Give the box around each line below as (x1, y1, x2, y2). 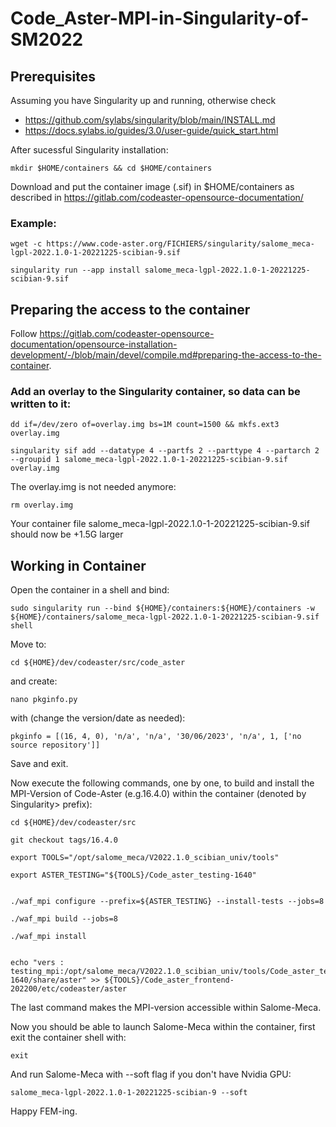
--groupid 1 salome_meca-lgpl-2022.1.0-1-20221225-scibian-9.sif (10, 455, 288, 465)
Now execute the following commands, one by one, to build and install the (10, 777, 315, 789)
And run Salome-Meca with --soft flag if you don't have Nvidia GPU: (10, 1068, 292, 1081)
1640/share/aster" (10, 975, 87, 986)
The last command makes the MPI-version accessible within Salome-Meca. (10, 1002, 322, 1014)
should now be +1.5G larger (10, 528, 124, 541)
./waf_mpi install (10, 932, 87, 942)
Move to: (10, 638, 47, 651)
